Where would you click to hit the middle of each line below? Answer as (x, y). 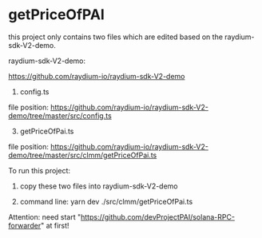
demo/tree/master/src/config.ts (60, 115)
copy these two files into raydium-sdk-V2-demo (99, 186)
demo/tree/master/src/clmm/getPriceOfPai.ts (83, 155)
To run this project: (39, 170)
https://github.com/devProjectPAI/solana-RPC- (158, 216)
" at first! (55, 225)
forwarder (25, 225)
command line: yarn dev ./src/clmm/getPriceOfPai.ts (106, 201)
